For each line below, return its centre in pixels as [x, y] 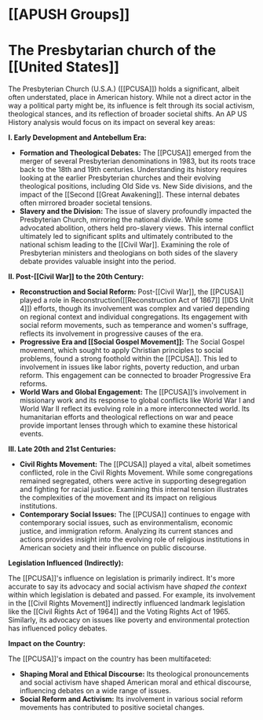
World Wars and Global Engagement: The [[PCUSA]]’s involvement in [133, 392]
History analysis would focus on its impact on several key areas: [112, 123]
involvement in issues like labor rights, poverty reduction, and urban [129, 367]
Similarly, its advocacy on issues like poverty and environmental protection [129, 620]
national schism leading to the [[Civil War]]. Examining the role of [124, 244]
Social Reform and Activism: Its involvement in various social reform [131, 699]
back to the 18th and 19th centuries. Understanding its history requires [133, 170]
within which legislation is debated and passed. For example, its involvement [132, 595]
